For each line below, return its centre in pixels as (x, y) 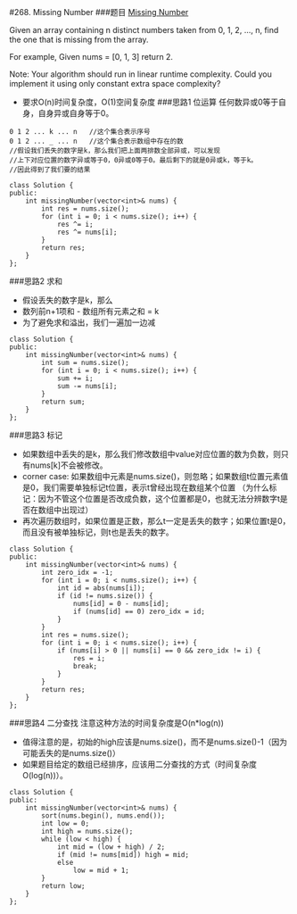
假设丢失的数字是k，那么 (67, 300)
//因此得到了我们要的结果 (50, 170)
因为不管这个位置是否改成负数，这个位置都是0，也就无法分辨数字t (159, 499)
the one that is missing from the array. (79, 39)
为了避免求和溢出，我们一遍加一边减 (89, 322)
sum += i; (75, 378)
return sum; (64, 402)
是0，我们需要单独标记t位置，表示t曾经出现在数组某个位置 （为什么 (145, 487)
